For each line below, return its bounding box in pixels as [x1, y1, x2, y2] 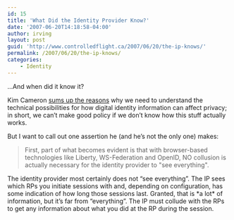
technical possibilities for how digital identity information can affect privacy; [7, 103, 228, 111]
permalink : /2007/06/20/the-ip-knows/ [7, 50, 121, 57]
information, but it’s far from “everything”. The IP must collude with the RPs [7, 197, 225, 205]
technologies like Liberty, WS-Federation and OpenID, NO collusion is [24, 153, 227, 161]
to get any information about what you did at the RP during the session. [7, 204, 214, 212]
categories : [7, 56, 42, 63]
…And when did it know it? [7, 82, 85, 90]
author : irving [7, 30, 52, 37]
